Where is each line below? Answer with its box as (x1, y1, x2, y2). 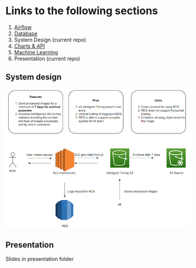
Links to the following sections (5, 4, 158, 18)
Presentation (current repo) (14, 55, 81, 62)
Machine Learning (14, 48, 58, 55)
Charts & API (14, 43, 45, 50)
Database (14, 30, 38, 37)
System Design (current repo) (14, 36, 87, 43)
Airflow (14, 24, 32, 31)
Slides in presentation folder (5, 256, 74, 263)
